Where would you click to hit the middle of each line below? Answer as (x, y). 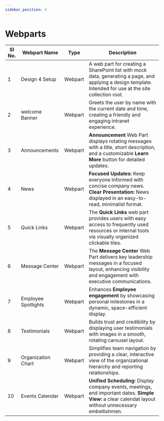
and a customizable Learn (119, 153)
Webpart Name (40, 52)
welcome (32, 112)
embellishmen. (105, 411)
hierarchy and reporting (116, 367)
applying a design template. (120, 82)
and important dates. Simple (121, 393)
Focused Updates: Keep (117, 173)
